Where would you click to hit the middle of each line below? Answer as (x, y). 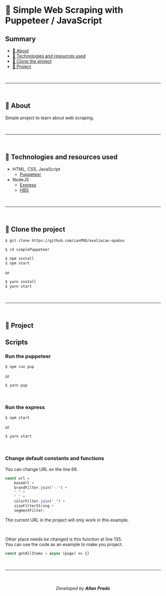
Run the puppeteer (28, 357)
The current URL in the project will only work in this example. (67, 520)
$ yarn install (21, 281)
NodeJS (21, 180)
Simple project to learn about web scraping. (50, 118)
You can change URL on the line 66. (41, 469)
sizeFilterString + (34, 506)
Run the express (25, 408)
